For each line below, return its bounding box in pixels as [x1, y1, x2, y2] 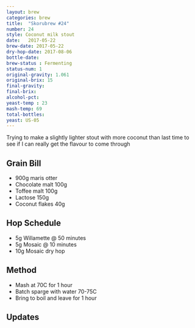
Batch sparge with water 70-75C [15, 288, 97, 295]
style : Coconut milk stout [6, 32, 75, 38]
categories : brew [6, 15, 51, 21]
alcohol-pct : [6, 94, 40, 100]
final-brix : [6, 89, 37, 95]
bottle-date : [6, 54, 40, 61]
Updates [6, 312, 40, 322]
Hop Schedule [6, 218, 61, 228]
